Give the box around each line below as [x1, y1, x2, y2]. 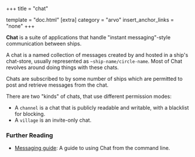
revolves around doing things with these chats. [6, 64, 119, 71]
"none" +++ [6, 23, 35, 29]
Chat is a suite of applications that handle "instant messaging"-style [6, 34, 171, 40]
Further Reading [6, 131, 53, 139]
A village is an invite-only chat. [14, 117, 92, 124]
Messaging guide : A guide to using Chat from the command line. [14, 145, 170, 152]
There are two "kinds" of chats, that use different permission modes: [6, 93, 172, 100]
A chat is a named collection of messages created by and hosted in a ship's [6, 52, 189, 58]
